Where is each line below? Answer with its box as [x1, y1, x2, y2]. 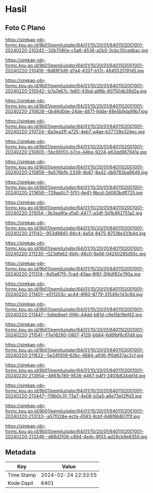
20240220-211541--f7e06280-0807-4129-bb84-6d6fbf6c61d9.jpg [5, 332, 142, 338]
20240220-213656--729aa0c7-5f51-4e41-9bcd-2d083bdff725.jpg [5, 190, 143, 196]
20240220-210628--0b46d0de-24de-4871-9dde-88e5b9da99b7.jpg [5, 109, 148, 114]
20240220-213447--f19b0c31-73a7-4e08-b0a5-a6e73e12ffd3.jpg [5, 393, 142, 399]
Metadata [5, 448, 36, 456]
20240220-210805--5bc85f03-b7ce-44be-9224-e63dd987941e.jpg [5, 149, 147, 155]
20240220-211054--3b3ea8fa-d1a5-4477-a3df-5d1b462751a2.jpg [5, 210, 142, 216]
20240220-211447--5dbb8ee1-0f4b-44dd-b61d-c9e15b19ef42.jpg [5, 312, 142, 317]
